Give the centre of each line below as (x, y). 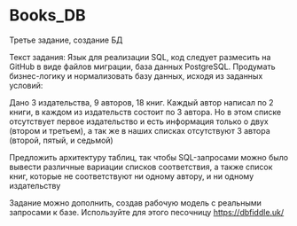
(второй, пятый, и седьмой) (61, 140)
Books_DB (47, 16)
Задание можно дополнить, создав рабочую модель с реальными (135, 203)
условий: (26, 85)
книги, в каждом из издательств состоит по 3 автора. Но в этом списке (145, 112)
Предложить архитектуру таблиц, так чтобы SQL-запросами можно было (149, 157)
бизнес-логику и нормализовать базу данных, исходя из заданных (136, 75)
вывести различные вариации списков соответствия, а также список (141, 167)
